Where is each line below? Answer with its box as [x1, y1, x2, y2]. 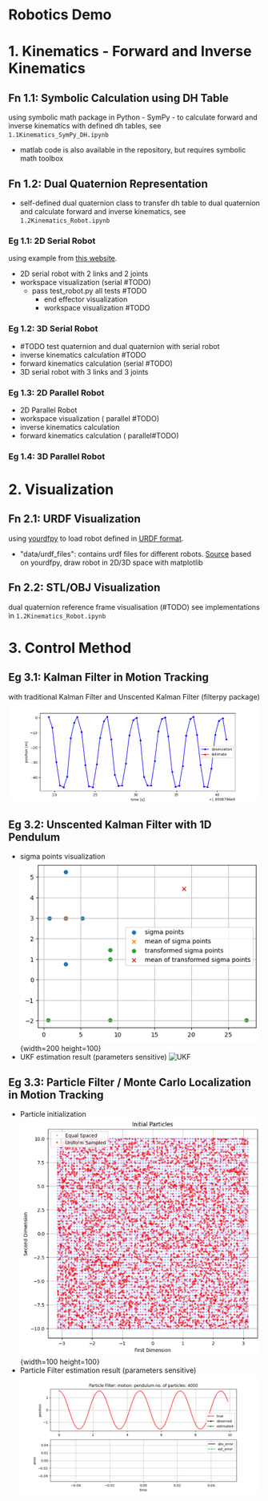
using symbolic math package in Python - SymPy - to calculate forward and [8, 112, 258, 122]
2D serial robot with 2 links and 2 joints [19, 269, 149, 278]
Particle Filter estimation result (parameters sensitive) [19, 1365, 197, 1375]
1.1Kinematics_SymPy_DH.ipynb [8, 131, 110, 140]
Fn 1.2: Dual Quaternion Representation [8, 176, 208, 190]
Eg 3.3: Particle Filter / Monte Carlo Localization [8, 1075, 252, 1089]
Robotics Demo [8, 6, 112, 24]
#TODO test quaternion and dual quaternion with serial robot [19, 341, 220, 351]
